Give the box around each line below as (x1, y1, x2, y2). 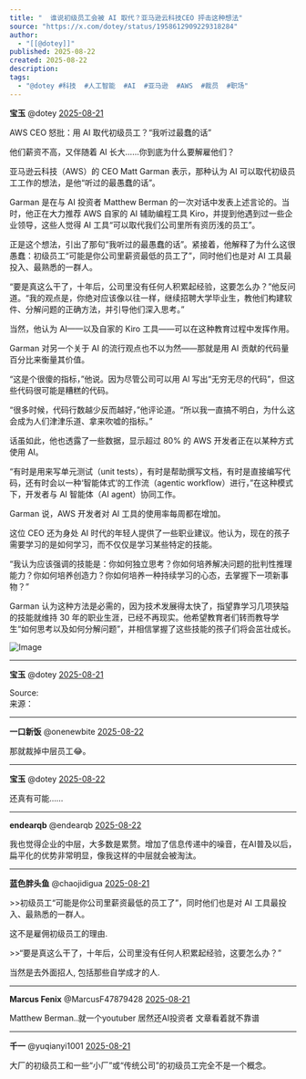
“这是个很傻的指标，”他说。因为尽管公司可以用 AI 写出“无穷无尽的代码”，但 (9, 373, 287, 384)
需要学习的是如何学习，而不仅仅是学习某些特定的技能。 (9, 539, 217, 550)
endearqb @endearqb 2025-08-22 (9, 819, 142, 831)
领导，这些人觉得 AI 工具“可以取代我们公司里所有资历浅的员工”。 (16, 219, 260, 230)
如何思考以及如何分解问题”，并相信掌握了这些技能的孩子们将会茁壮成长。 (21, 623, 296, 634)
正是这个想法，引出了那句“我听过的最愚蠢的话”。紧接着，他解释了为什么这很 (9, 238, 296, 249)
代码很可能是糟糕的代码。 (16, 384, 114, 395)
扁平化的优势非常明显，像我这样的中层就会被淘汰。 (9, 850, 201, 861)
